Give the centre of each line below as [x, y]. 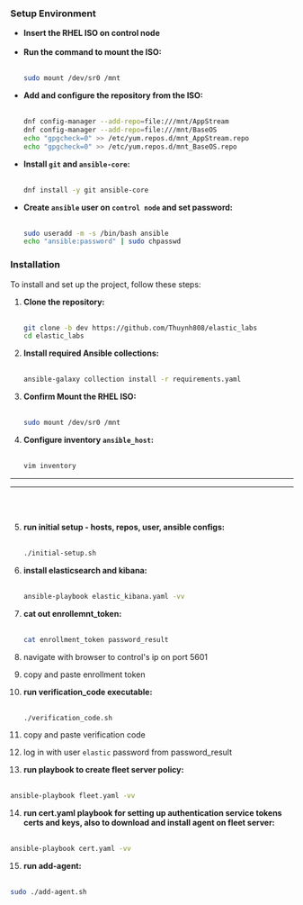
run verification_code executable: [88, 692]
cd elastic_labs [53, 336]
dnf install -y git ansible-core [86, 190]
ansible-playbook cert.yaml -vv [71, 849]
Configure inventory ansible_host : [88, 440]
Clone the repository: [64, 302]
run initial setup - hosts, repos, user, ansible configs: [124, 527]
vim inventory [49, 466]
